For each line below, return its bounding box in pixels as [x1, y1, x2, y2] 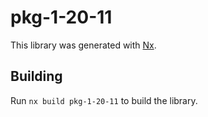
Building [10, 68, 63, 85]
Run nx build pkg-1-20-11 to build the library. [10, 94, 198, 106]
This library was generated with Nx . [10, 39, 157, 51]
